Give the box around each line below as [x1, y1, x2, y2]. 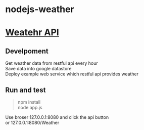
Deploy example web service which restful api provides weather [5, 71, 139, 77]
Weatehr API [5, 27, 59, 38]
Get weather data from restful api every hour [5, 60, 98, 66]
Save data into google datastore [5, 66, 72, 72]
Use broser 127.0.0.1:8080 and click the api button [5, 114, 109, 120]
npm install [17, 99, 41, 105]
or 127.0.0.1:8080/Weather [5, 120, 60, 125]
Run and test [5, 85, 46, 94]
